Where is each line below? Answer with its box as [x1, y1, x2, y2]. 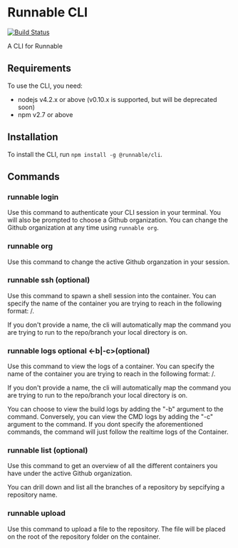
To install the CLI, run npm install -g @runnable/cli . [7, 150, 162, 158]
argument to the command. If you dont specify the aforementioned [7, 420, 203, 429]
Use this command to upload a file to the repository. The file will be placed [7, 524, 226, 533]
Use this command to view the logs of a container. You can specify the [7, 362, 215, 371]
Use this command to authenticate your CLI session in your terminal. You [7, 208, 221, 217]
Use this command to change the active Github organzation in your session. [7, 258, 230, 266]
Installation [7, 131, 58, 143]
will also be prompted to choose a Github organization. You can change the [7, 215, 228, 225]
